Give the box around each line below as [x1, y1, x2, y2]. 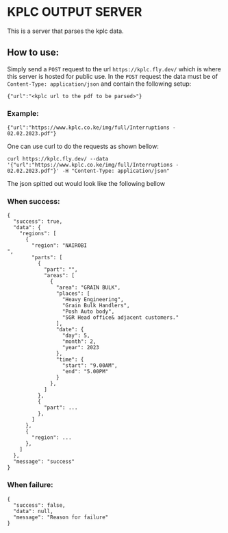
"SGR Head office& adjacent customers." [62, 314, 179, 321]
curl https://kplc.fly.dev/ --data [7, 156, 109, 163]
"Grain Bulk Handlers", [62, 303, 130, 309]
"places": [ [55, 290, 90, 297]
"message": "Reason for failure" [13, 514, 109, 521]
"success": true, [13, 218, 63, 225]
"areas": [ [43, 272, 75, 279]
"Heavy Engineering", [62, 296, 125, 303]
